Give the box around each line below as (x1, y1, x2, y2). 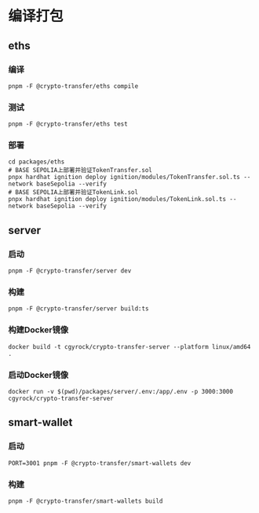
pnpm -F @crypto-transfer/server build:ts (8, 305, 149, 313)
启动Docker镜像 (8, 369, 69, 380)
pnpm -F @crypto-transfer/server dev (8, 267, 132, 275)
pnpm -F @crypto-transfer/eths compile (8, 82, 139, 90)
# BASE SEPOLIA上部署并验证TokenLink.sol (8, 189, 139, 196)
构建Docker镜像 (8, 324, 69, 335)
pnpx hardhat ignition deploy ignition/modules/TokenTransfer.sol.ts (8, 174, 241, 181)
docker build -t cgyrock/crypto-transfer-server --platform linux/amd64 (8, 343, 251, 350)
